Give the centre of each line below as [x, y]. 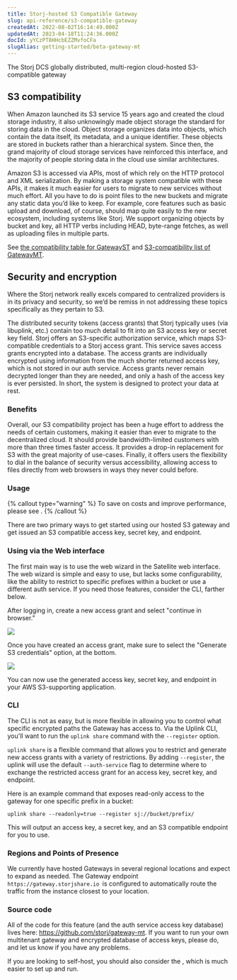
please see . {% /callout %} [47, 511]
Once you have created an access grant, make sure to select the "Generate [117, 645]
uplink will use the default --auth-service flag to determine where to [107, 764]
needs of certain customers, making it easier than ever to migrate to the [112, 432]
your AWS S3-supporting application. [62, 687]
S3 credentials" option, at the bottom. [62, 652]
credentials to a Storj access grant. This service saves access [131, 346]
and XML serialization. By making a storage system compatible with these [115, 180]
